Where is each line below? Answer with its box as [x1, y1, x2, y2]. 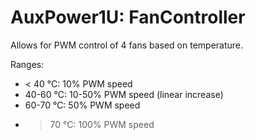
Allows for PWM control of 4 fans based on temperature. [10, 39, 244, 51]
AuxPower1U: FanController [10, 6, 246, 29]
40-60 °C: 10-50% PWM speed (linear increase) [24, 88, 224, 100]
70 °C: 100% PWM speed [49, 118, 155, 130]
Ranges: [10, 58, 45, 70]
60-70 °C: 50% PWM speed [24, 99, 141, 111]
